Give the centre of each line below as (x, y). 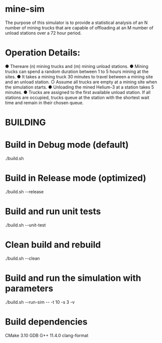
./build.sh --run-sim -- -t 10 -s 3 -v (40, 302)
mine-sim (25, 9)
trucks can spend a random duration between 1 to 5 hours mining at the (77, 71)
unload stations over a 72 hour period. (43, 33)
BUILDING (26, 123)
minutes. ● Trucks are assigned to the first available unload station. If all (78, 92)
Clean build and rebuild (53, 245)
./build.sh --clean (22, 258)
